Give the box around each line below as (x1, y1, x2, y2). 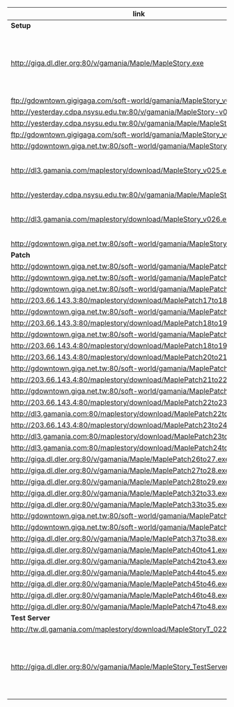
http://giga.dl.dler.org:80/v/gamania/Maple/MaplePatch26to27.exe (10, 454, 230, 463)
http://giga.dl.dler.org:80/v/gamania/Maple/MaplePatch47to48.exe (10, 602, 230, 611)
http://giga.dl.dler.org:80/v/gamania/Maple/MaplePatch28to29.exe (10, 477, 230, 486)
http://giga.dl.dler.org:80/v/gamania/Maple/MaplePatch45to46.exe (10, 579, 230, 588)
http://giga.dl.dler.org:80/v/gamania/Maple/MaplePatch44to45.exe (10, 568, 230, 577)
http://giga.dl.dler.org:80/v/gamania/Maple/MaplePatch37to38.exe (10, 534, 230, 543)
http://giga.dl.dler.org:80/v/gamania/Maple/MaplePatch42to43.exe (10, 556, 230, 566)
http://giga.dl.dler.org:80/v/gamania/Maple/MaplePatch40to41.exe (10, 545, 230, 554)
